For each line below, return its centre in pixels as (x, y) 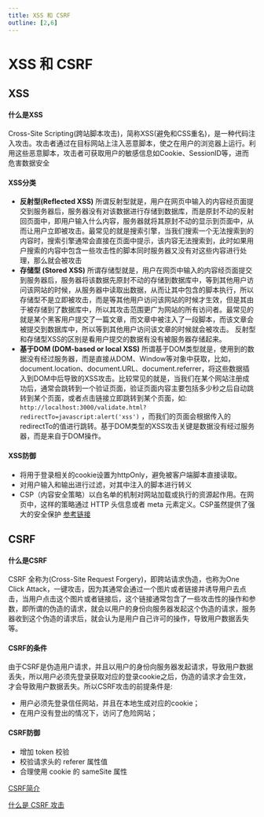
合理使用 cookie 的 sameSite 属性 (73, 771)
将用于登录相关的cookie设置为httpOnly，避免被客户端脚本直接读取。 (130, 475)
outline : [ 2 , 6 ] (33, 23)
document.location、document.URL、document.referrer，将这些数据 (131, 369)
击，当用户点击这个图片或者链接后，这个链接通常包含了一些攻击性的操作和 (128, 599)
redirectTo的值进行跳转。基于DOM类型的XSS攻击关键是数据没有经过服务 (137, 427)
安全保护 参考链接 (62, 514)
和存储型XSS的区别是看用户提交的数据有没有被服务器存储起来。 (123, 339)
